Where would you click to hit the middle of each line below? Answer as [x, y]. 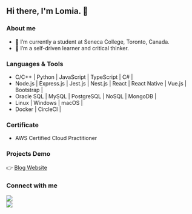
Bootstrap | [29, 90]
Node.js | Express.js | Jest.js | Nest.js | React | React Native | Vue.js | [101, 83]
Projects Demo [28, 154]
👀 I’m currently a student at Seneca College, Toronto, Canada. [92, 42]
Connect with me [32, 186]
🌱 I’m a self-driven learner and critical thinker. [72, 48]
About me [21, 28]
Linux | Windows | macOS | [49, 102]
